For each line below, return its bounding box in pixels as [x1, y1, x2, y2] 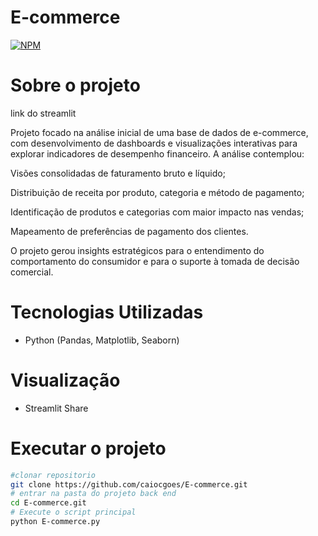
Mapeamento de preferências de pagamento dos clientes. [10, 225, 249, 237]
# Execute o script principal [10, 507, 137, 518]
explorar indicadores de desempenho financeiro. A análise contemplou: [10, 147, 305, 160]
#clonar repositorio [10, 470, 97, 480]
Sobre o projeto [10, 74, 141, 97]
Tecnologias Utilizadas [10, 301, 204, 324]
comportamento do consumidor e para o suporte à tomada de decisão [10, 255, 300, 267]
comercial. [10, 266, 54, 278]
